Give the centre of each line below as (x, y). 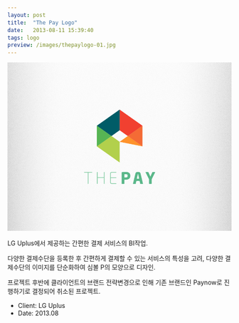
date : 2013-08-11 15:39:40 (51, 30)
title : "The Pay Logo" (43, 22)
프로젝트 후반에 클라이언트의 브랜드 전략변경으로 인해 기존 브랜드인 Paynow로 (115, 282)
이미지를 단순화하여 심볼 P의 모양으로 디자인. (94, 267)
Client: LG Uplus (41, 306)
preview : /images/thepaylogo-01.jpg (62, 45)
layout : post (27, 15)
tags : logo (23, 38)
